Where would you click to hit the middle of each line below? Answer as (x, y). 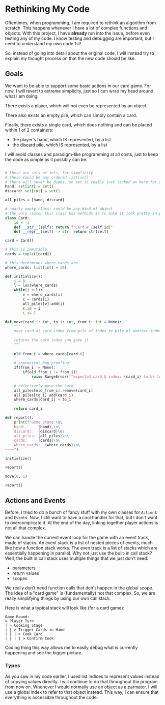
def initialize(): (24, 276)
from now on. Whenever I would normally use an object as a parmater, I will (81, 687)
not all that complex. (26, 528)
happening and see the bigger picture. (44, 653)
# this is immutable (26, 249)
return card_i (28, 409)
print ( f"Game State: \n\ (38, 422)
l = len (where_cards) (36, 286)
